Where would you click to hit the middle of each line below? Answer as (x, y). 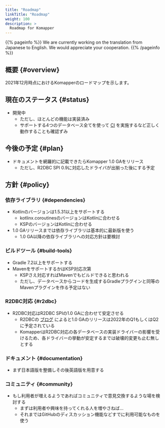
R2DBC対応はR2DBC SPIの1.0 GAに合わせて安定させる (68, 313)
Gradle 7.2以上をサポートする (42, 262)
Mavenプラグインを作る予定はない (55, 287)
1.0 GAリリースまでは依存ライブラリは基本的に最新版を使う (73, 230)
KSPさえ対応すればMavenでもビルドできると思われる (74, 275)
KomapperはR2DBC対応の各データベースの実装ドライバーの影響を (87, 332)
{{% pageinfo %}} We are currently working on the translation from (74, 42)
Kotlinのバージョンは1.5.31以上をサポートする (58, 212)
